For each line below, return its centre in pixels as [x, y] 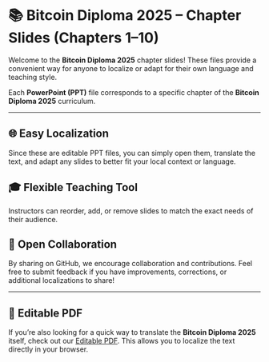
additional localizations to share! [61, 280]
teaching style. [33, 77]
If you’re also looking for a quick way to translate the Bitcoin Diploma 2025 [132, 332]
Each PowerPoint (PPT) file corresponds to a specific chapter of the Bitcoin [134, 92]
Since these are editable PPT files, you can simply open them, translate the [132, 153]
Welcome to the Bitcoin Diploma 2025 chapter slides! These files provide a [132, 60]
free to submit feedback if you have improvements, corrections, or [118, 272]
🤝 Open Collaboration [63, 244]
